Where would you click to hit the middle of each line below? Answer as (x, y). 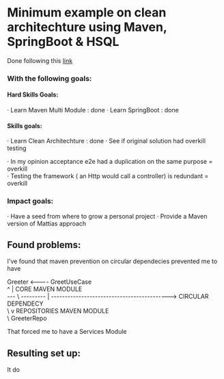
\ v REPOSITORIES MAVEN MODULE (58, 311)
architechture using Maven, (87, 27)
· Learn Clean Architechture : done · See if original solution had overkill (107, 141)
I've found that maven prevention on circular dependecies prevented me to (112, 261)
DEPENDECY (25, 304)
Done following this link (40, 60)
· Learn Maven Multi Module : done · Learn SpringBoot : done (93, 110)
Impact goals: (30, 201)
